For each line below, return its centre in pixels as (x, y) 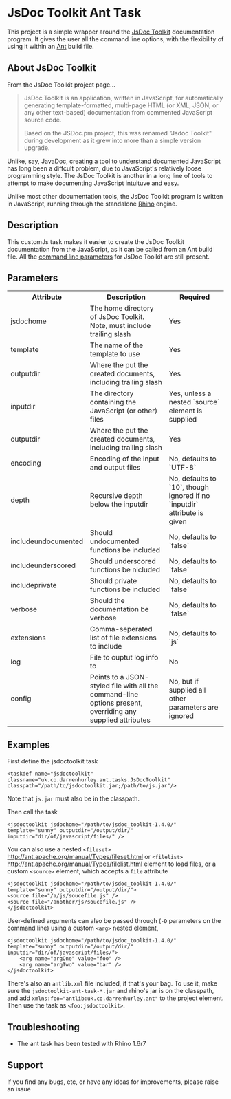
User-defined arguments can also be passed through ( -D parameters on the (114, 921)
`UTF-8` (183, 468)
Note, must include (120, 326)
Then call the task (32, 812)
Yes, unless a (190, 393)
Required (195, 297)
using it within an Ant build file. (51, 46)
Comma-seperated (121, 629)
